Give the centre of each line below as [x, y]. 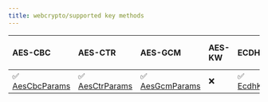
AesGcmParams [170, 86]
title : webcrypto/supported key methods [77, 16]
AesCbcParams [41, 86]
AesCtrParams [106, 86]
